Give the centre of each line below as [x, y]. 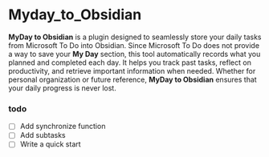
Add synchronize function [63, 127]
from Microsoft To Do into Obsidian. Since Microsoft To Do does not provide [134, 45]
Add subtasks [43, 135]
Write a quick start [51, 144]
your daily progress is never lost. [62, 88]
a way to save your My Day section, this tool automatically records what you [134, 54]
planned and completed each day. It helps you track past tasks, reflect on [130, 62]
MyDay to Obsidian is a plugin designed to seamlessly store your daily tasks [135, 37]
